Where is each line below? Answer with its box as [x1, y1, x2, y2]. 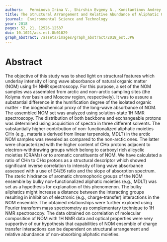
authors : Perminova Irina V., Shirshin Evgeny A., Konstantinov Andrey [5, 7, 162, 12]
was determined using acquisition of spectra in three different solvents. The [5, 120, 161, 126]
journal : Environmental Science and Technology [5, 16, 108, 21]
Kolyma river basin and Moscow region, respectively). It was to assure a [5, 94, 153, 100]
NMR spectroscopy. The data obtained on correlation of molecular [5, 210, 141, 216]
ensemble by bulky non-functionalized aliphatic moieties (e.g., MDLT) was [5, 178, 157, 184]
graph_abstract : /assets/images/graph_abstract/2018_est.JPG [5, 35, 135, 40]
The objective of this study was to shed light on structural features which [5, 73, 155, 79]
